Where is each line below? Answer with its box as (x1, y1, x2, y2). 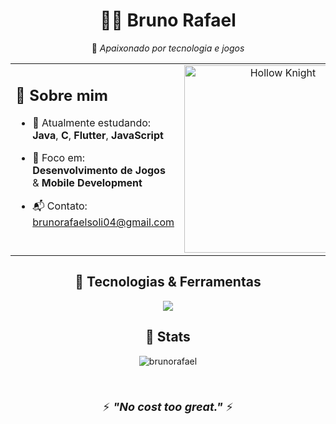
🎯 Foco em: (32, 151, 86, 165)
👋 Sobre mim (15, 85, 108, 105)
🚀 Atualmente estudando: (32, 116, 152, 130)
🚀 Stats (145, 329, 191, 346)
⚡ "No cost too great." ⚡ (102, 399, 234, 414)
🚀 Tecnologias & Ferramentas (74, 274, 262, 291)
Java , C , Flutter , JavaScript (32, 129, 164, 143)
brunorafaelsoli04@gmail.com (32, 215, 175, 229)
